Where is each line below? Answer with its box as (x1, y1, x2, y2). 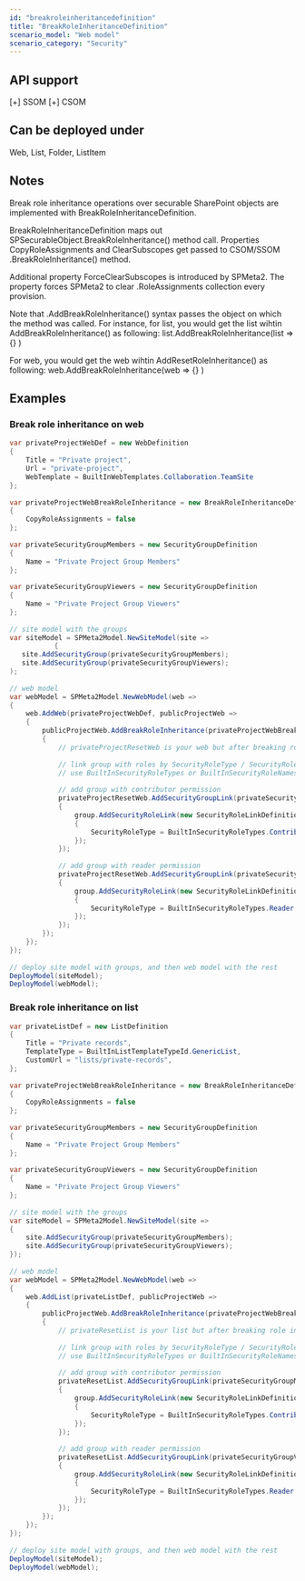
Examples (9, 391, 66, 406)
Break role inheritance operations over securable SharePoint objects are (9, 197, 280, 208)
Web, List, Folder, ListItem (9, 146, 106, 157)
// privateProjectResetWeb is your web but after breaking (57, 743, 286, 752)
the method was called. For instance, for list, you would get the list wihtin (9, 317, 282, 328)
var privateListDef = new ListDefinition (9, 1022, 169, 1031)
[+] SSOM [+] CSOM (9, 96, 86, 107)
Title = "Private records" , (25, 1038, 132, 1048)
